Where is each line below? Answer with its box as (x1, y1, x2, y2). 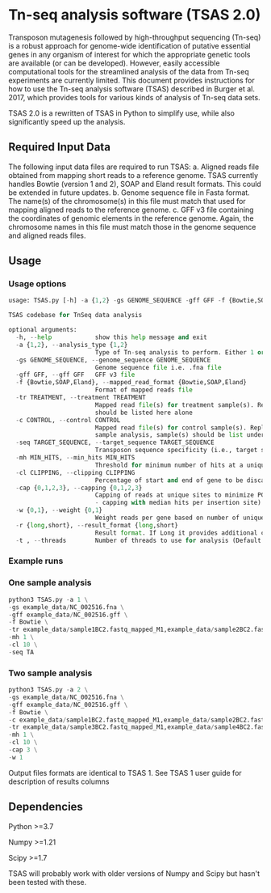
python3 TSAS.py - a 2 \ (8, 686, 89, 694)
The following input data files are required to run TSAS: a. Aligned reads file (8, 162, 260, 171)
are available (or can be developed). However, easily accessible (8, 58, 220, 68)
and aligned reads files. (8, 231, 86, 240)
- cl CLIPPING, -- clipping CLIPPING (15, 468, 135, 476)
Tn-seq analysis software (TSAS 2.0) (8, 6, 261, 24)
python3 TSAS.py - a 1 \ (8, 595, 89, 603)
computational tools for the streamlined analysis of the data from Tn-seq (8, 66, 249, 76)
